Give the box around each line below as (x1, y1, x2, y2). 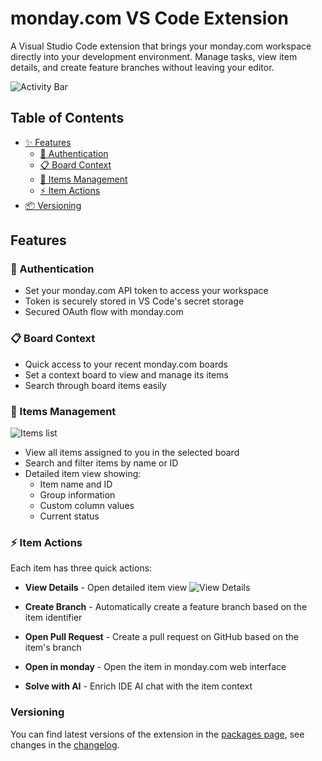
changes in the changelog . (10, 738, 120, 751)
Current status (39, 510, 100, 522)
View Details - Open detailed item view (24, 582, 188, 594)
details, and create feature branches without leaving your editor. (10, 61, 275, 73)
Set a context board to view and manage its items (24, 368, 229, 381)
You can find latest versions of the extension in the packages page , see (10, 728, 305, 740)
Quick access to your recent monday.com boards (24, 358, 228, 370)
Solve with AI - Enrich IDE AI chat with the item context (24, 680, 253, 692)
